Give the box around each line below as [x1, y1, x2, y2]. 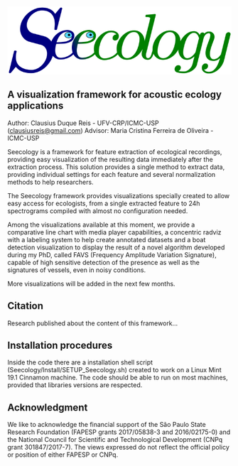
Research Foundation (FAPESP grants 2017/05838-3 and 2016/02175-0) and [7, 428, 231, 436]
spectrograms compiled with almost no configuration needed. [7, 206, 188, 215]
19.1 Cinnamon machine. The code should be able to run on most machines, [7, 373, 229, 382]
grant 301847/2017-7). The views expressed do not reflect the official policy [7, 443, 229, 452]
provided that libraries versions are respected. [7, 381, 143, 389]
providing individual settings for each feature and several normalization [7, 170, 216, 178]
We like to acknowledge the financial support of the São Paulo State [7, 421, 206, 429]
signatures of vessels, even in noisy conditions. [7, 266, 146, 274]
